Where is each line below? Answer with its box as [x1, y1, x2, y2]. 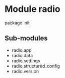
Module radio [4, 3, 61, 15]
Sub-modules [4, 34, 48, 42]
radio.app [11, 47, 32, 53]
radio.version [11, 68, 39, 74]
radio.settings [11, 58, 40, 64]
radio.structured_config [11, 63, 60, 69]
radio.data [11, 52, 33, 58]
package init [4, 20, 30, 26]
